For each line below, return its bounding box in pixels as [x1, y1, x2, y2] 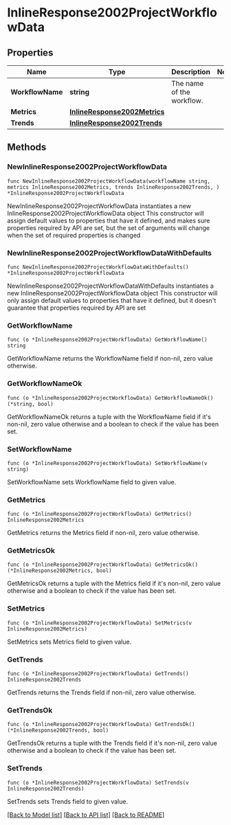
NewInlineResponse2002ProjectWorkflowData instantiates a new [7, 201, 191, 210]
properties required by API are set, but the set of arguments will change [7, 223, 210, 231]
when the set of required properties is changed [7, 231, 141, 239]
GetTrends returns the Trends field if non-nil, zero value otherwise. [7, 688, 197, 697]
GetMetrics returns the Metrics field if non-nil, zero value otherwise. [7, 529, 200, 537]
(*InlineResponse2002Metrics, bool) [7, 567, 112, 574]
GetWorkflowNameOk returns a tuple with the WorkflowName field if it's [7, 412, 211, 420]
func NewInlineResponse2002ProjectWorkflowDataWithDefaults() [7, 263, 189, 271]
